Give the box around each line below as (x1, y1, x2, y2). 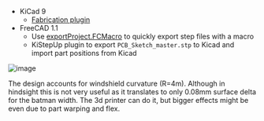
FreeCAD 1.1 (19, 24, 58, 32)
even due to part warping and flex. (8, 104, 121, 113)
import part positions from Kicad (31, 49, 137, 57)
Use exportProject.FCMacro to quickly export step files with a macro (31, 31, 255, 41)
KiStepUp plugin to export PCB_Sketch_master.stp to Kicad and (31, 40, 235, 49)
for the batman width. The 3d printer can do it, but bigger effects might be (8, 96, 249, 104)
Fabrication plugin (31, 15, 91, 24)
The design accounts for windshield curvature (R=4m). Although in (8, 79, 225, 88)
